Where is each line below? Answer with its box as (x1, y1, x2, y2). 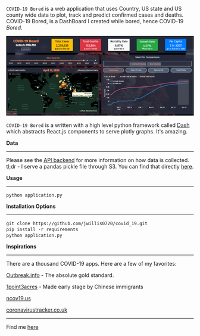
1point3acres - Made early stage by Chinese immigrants (6, 283, 144, 290)
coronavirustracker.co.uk (6, 306, 68, 313)
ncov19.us (6, 294, 31, 301)
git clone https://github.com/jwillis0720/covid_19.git (6, 220, 148, 226)
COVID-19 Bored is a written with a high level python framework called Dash (6, 122, 190, 129)
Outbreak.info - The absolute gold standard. (6, 271, 114, 279)
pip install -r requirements (6, 226, 79, 232)
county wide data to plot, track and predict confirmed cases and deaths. (6, 11, 184, 18)
